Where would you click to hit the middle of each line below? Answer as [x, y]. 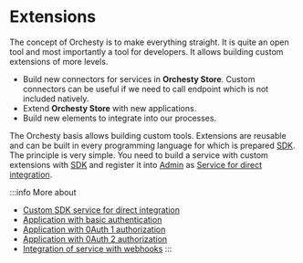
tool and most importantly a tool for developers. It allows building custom [146, 51]
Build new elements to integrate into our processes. [120, 118]
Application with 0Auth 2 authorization [95, 238]
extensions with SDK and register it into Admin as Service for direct [136, 164]
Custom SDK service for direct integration [101, 210]
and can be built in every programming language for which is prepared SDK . [152, 145]
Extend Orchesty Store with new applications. [110, 108]
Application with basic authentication [92, 219]
